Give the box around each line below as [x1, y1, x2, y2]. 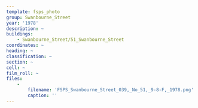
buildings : [6, 31, 33, 37]
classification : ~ [6, 53, 52, 59]
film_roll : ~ [6, 70, 39, 76]
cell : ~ [6, 64, 26, 71]
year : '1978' [6, 20, 39, 26]
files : [6, 76, 23, 82]
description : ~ [6, 25, 44, 32]
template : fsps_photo [6, 8, 60, 15]
